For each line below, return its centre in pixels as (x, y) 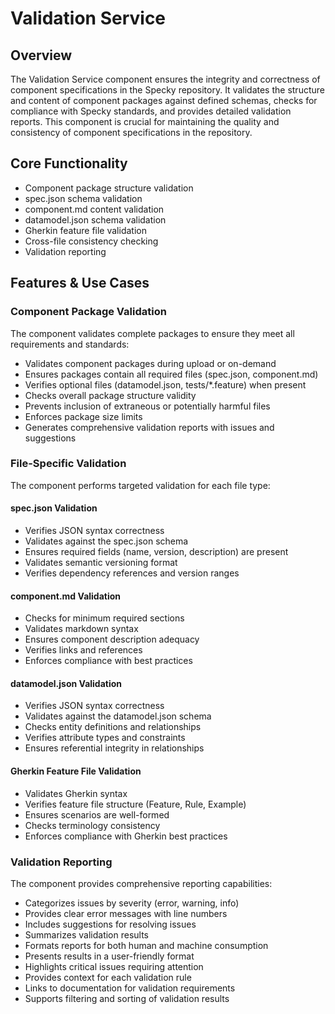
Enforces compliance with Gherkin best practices (126, 836)
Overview (41, 55)
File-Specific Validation (68, 464)
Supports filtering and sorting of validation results (127, 998)
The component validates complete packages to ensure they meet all (152, 333)
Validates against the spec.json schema (106, 541)
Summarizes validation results (87, 934)
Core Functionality (69, 163)
